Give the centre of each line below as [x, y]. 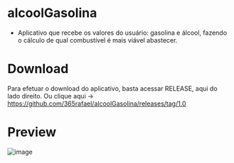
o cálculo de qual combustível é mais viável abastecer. [97, 40]
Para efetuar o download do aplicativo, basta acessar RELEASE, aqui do [113, 88]
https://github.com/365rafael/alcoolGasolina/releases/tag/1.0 [97, 103]
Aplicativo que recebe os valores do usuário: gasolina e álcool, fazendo [122, 33]
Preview [32, 132]
